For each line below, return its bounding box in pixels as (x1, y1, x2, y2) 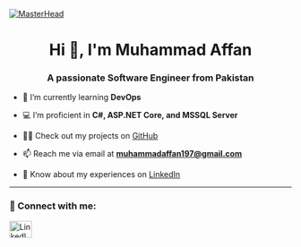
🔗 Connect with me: (9, 200, 97, 212)
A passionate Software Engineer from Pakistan (47, 72, 254, 84)
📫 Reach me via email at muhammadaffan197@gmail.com (21, 149, 243, 159)
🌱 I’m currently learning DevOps (21, 92, 142, 103)
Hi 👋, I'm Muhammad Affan (48, 40, 253, 60)
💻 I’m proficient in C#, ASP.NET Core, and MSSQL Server (21, 110, 238, 121)
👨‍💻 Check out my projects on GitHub (21, 131, 159, 141)
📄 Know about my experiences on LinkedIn (21, 169, 181, 180)
